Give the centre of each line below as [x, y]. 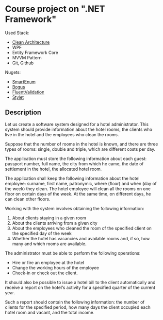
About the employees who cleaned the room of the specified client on [82, 228]
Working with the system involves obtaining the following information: [75, 208]
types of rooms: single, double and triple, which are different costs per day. [80, 149]
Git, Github [23, 63]
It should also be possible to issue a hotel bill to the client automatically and [80, 282]
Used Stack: [17, 33]
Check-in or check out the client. [45, 273]
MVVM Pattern [27, 57]
